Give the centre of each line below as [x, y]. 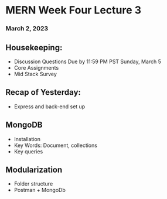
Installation [27, 139]
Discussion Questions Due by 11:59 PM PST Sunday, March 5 [88, 61]
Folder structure [33, 184]
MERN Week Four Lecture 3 [74, 10]
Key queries [28, 151]
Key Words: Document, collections [56, 145]
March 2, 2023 [27, 29]
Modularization [34, 169]
